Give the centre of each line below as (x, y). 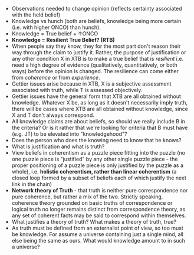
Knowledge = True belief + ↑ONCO (55, 34)
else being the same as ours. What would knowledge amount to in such (98, 241)
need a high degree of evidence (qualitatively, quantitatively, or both (95, 65)
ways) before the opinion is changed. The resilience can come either (95, 71)
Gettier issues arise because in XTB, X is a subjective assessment (91, 84)
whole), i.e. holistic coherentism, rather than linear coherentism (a (94, 171)
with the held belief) (36, 15)
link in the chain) (32, 184)
